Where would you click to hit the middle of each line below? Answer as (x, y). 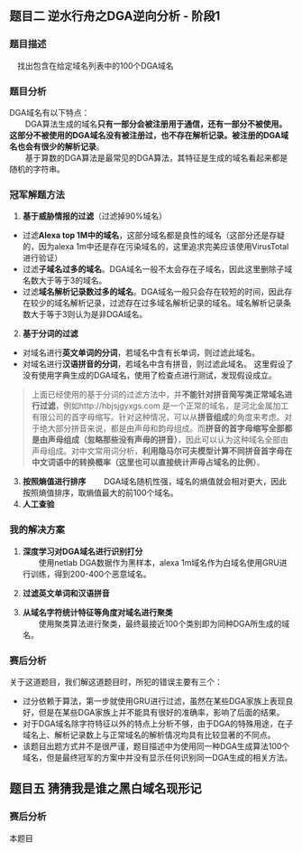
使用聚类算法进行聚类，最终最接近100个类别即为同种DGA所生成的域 (164, 623)
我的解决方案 (37, 529)
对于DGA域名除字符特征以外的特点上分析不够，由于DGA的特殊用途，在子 (158, 723)
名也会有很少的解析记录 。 (57, 146)
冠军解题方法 (37, 194)
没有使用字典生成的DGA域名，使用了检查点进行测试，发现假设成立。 (149, 375)
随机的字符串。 (37, 169)
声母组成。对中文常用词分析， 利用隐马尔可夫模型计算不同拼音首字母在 (162, 451)
